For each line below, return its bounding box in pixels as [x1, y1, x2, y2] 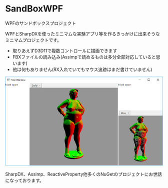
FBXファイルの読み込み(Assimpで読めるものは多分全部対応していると [12, 53, 156, 60]
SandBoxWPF [5, 3, 63, 14]
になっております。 [5, 177, 44, 183]
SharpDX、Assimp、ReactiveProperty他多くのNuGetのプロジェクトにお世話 [5, 171, 162, 177]
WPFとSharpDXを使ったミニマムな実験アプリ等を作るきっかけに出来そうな [5, 30, 160, 36]
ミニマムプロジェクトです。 [5, 37, 61, 43]
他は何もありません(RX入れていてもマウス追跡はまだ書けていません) [12, 66, 152, 72]
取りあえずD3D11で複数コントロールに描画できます [12, 47, 117, 53]
